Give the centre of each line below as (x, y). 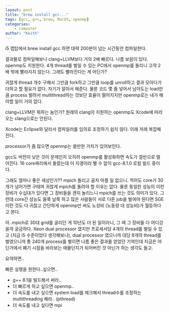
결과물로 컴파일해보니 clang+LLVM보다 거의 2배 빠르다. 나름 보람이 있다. (77, 59)
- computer (26, 29)
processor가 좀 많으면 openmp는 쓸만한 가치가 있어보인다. (63, 146)
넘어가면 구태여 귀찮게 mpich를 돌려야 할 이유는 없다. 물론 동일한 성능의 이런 (89, 187)
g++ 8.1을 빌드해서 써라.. (37, 280)
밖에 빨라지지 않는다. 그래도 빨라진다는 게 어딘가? (59, 72)
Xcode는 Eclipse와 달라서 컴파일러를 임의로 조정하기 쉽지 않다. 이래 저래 (76, 129)
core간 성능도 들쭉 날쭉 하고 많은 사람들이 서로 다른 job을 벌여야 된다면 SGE (89, 199)
